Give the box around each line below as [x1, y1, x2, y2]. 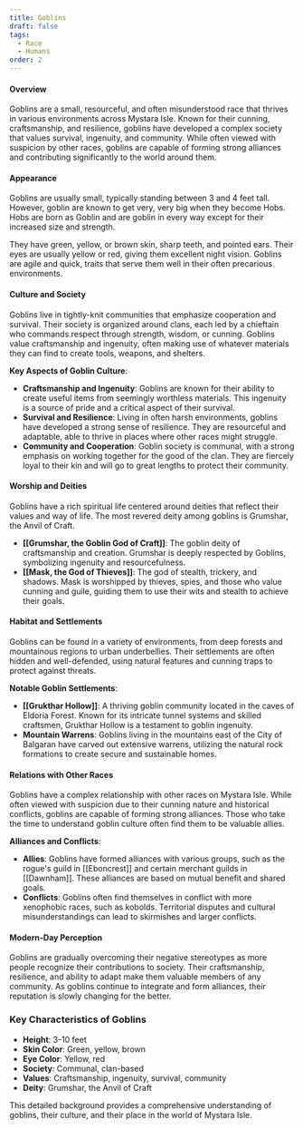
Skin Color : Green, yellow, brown [22, 1044, 147, 1055]
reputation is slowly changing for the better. [9, 990, 172, 1002]
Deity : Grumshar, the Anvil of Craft [22, 1082, 152, 1093]
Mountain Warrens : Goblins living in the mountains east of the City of [22, 729, 283, 740]
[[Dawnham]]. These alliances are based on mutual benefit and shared [22, 872, 286, 884]
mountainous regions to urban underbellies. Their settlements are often [9, 646, 275, 657]
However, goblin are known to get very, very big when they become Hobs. [9, 202, 287, 213]
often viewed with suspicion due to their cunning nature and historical [9, 799, 270, 810]
